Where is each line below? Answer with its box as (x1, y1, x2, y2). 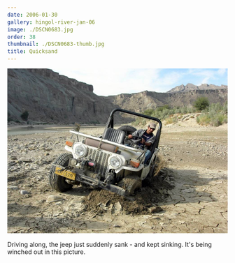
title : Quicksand (7, 48, 58, 55)
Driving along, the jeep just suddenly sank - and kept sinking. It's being (7, 241, 212, 248)
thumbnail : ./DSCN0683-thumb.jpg (7, 40, 105, 48)
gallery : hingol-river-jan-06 (7, 18, 96, 26)
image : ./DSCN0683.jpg (7, 26, 73, 33)
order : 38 (7, 33, 36, 40)
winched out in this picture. (7, 248, 86, 256)
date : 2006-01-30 (7, 11, 58, 18)
